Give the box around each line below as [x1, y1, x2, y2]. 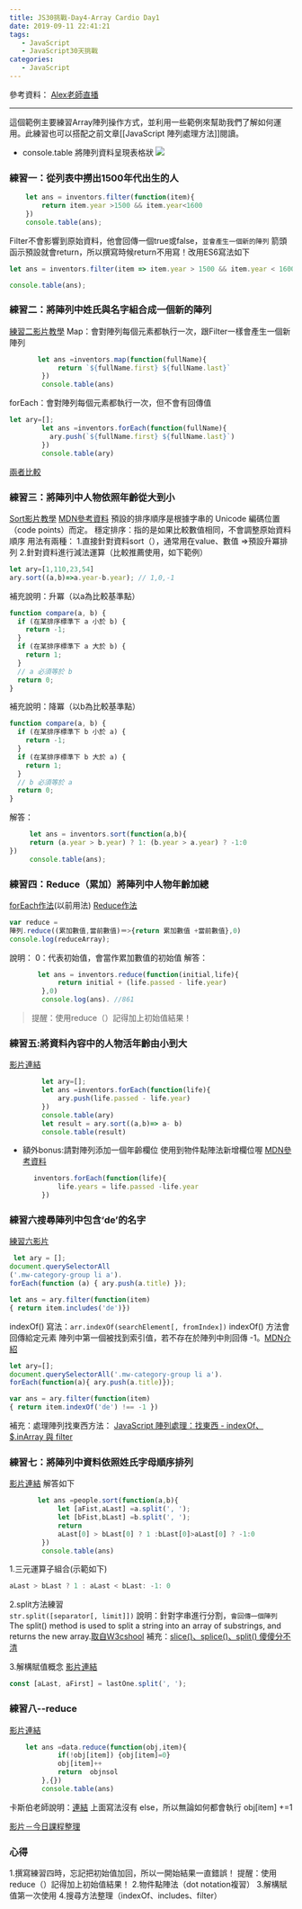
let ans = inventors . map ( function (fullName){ [37, 354, 207, 364]
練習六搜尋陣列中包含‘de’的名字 [9, 1214, 147, 1226]
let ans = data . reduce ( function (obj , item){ [25, 1743, 187, 1752]
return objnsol [57, 1768, 119, 1777]
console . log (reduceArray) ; [9, 935, 111, 944]
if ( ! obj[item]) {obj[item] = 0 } [57, 1751, 171, 1760]
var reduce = [9, 918, 58, 927]
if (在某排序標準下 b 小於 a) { [17, 728, 127, 737]
